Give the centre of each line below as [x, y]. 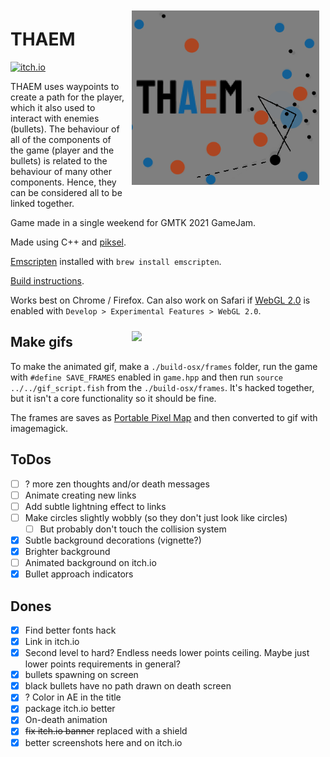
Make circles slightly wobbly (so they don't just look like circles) [156, 517]
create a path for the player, [67, 97]
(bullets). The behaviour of [65, 129]
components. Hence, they [63, 182]
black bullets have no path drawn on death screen [128, 686]
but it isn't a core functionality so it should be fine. [113, 398]
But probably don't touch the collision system [133, 529]
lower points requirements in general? [102, 664]
